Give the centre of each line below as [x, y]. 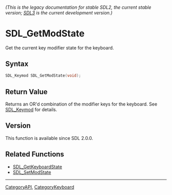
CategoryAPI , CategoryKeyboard [40, 187]
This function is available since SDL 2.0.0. [49, 138]
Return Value [26, 92]
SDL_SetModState [32, 172]
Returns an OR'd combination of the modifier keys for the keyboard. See [81, 104]
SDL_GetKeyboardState [37, 167]
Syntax [17, 64]
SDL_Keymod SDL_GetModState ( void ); [43, 76]
